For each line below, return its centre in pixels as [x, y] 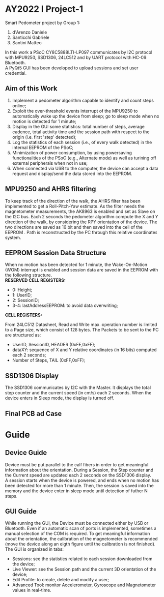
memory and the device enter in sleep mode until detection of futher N [77, 491]
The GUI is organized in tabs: [34, 549]
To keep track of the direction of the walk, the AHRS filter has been [73, 201]
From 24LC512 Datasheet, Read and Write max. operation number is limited [81, 325]
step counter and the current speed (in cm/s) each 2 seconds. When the [78, 393]
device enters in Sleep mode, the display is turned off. [60, 398]
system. [13, 238]
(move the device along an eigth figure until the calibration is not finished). [80, 544]
